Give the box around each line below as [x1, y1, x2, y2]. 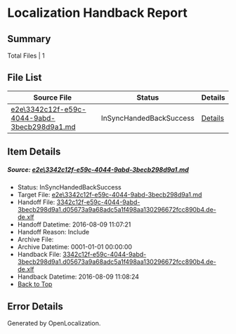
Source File [33, 93, 72, 102]
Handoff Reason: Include [17, 228, 90, 236]
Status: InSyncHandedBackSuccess [17, 183, 122, 192]
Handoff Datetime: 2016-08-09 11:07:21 [17, 220, 131, 229]
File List [7, 72, 42, 83]
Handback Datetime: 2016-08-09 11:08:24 [17, 272, 139, 281]
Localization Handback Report [7, 5, 188, 21]
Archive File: [17, 235, 54, 243]
